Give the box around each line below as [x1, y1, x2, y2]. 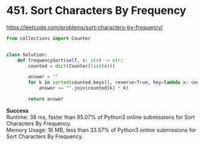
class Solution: [6, 51, 47, 58]
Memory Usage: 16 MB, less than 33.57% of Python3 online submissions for [6, 126, 197, 133]
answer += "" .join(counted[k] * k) [38, 85, 129, 91]
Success [6, 107, 29, 114]
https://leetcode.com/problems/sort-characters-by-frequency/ [6, 24, 163, 31]
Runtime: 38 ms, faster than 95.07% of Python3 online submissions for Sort [6, 113, 195, 121]
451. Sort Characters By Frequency [6, 4, 186, 18]
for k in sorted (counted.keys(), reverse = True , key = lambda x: [28, 79, 189, 85]
